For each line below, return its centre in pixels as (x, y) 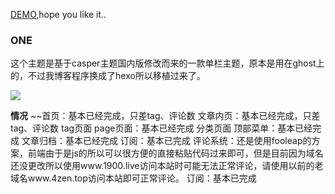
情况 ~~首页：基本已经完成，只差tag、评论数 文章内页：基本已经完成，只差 (165, 116)
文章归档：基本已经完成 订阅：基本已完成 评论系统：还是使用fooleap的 (166, 141)
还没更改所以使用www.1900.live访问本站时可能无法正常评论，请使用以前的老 (167, 166)
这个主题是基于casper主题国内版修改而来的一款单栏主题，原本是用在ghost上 (167, 63)
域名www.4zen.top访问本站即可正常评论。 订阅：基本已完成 (133, 178)
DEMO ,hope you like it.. (58, 14)
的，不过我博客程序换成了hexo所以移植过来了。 (108, 76)
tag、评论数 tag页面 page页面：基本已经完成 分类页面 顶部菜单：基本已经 (161, 128)
